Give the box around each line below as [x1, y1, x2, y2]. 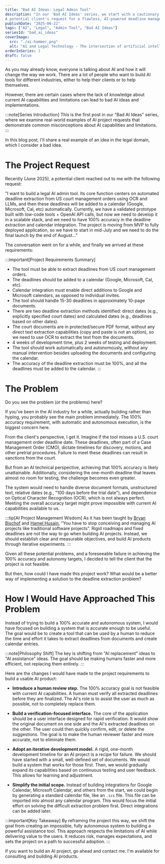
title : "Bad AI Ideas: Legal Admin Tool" [5, 7, 91, 12]
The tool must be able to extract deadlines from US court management [12, 266, 156, 272]
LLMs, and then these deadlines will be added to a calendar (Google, [5, 201, 144, 207]
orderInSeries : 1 [5, 48, 41, 53]
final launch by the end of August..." [5, 233, 78, 238]
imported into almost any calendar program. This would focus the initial [12, 798, 157, 803]
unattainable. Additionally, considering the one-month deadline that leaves [5, 470, 156, 476]
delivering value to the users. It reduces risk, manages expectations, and [5, 833, 152, 839]
